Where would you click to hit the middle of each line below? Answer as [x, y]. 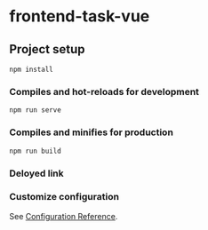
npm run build [36, 151]
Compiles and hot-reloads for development [104, 91]
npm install [31, 69]
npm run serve [36, 110]
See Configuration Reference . [64, 216]
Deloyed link [36, 173]
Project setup [48, 49]
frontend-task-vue [80, 16]
